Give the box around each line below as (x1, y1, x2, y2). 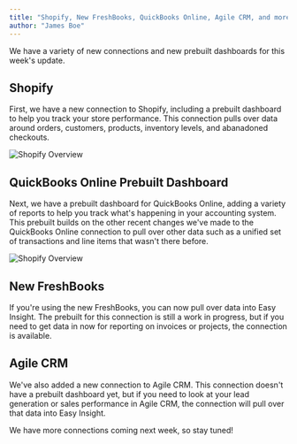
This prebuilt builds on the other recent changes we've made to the (9, 218, 255, 228)
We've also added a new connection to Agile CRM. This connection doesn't (9, 379, 284, 390)
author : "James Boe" (9, 21, 86, 30)
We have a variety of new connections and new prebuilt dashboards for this (9, 45, 286, 56)
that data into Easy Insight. (9, 408, 106, 418)
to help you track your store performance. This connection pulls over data (9, 113, 278, 124)
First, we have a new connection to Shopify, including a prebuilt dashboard (9, 103, 282, 115)
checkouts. (9, 132, 50, 142)
